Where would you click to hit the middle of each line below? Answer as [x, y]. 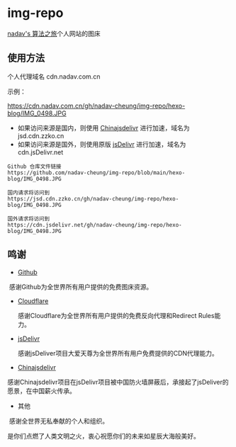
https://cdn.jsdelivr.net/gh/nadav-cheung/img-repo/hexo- [95, 225]
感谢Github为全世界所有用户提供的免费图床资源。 [81, 287]
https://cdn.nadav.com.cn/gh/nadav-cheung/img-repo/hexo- [96, 106]
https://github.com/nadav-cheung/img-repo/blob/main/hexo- [96, 172]
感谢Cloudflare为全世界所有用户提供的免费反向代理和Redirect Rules [116, 315]
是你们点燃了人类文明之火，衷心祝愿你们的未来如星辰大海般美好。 [103, 436]
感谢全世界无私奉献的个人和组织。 [58, 421]
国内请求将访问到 [29, 193]
